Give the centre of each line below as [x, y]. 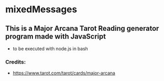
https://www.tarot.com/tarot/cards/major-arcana [64, 73]
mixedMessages [41, 9]
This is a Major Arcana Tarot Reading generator [82, 28]
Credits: [16, 62]
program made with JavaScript [56, 36]
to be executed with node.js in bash [50, 49]
